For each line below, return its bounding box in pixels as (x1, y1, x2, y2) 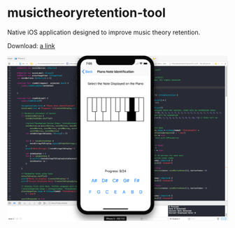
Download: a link (7, 41, 55, 50)
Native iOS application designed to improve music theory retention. (7, 28, 201, 36)
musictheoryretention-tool (7, 5, 166, 21)
